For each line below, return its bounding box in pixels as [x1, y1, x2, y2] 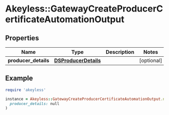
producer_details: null [10, 101, 59, 106]
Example [5, 74, 33, 83]
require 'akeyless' [5, 87, 46, 92]
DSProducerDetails [54, 57, 101, 64]
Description [105, 49, 135, 55]
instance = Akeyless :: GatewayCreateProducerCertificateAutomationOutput [5, 96, 161, 101]
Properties [5, 34, 39, 42]
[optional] [139, 57, 162, 64]
